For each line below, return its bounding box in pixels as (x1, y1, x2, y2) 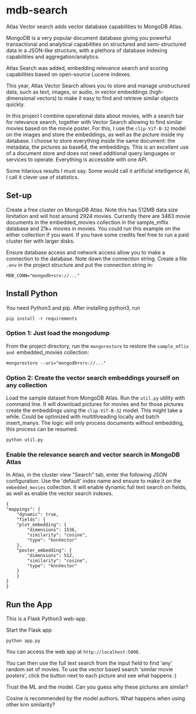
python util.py (6, 437, 43, 443)
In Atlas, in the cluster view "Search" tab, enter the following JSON (6, 471, 167, 478)
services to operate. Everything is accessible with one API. (6, 156, 148, 163)
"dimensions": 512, (27, 553, 75, 559)
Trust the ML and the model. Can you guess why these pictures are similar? (6, 683, 189, 690)
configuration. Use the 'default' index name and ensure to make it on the (6, 477, 181, 485)
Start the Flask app (6, 626, 52, 633)
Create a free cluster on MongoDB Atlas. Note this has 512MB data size (6, 206, 178, 213)
